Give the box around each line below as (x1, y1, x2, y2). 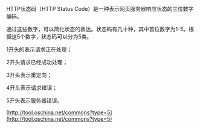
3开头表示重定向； (6, 72, 53, 78)
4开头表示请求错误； (6, 84, 58, 91)
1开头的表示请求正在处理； (6, 46, 73, 53)
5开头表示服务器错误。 (6, 97, 63, 104)
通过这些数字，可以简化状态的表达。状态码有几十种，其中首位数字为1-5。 (6, 26, 189, 32)
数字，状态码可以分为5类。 (25, 33, 92, 40)
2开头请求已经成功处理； (6, 59, 68, 66)
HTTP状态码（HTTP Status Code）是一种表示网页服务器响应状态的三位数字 (6, 5, 194, 12)
